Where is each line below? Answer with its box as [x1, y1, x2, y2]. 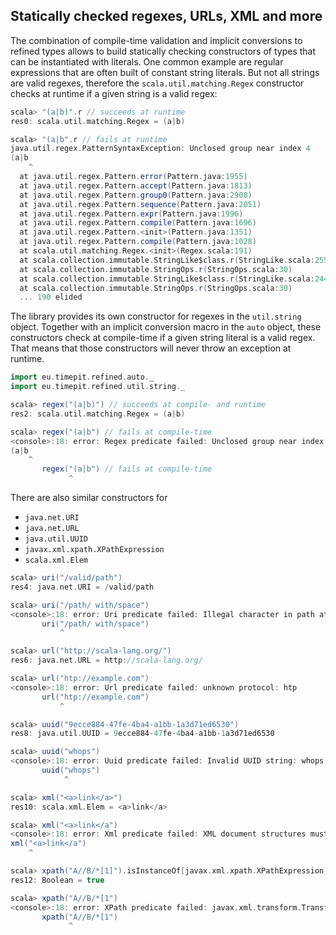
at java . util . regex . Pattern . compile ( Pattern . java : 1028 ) [19, 237, 257, 247]
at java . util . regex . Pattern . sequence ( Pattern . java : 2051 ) [19, 199, 262, 209]
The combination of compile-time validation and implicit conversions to [10, 34, 303, 46]
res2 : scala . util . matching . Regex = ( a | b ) [10, 409, 186, 419]
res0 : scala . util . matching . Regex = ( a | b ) [10, 116, 186, 126]
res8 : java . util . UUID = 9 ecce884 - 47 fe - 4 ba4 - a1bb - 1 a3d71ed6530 [10, 729, 275, 739]
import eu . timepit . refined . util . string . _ [10, 382, 186, 392]
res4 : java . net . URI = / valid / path [10, 582, 155, 592]
